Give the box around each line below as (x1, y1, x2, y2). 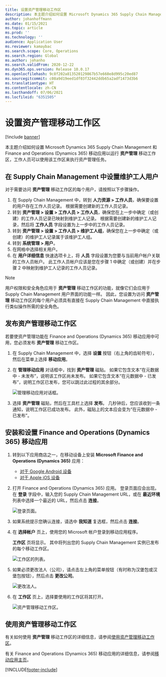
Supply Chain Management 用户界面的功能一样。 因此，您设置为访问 (5, 291, 145, 297)
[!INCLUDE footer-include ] (5, 667, 58, 673)
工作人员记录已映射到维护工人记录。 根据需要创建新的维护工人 (25, 215, 152, 221)
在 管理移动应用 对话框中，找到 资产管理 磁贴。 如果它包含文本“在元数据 (12, 367, 159, 373)
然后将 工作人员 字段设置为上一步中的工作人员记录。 (21, 222, 127, 227)
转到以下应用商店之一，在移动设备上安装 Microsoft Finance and (12, 452, 143, 458)
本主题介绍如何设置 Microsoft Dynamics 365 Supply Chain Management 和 (5, 144, 157, 150)
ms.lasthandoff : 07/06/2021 (5, 90, 63, 95)
